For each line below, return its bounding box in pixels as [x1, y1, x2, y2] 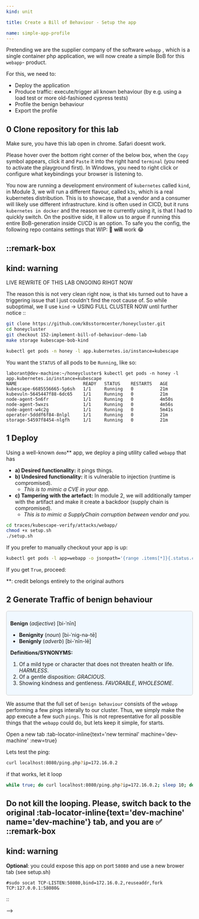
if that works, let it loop [6, 770, 62, 777]
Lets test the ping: [6, 748, 50, 755]
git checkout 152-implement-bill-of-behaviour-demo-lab [6, 332, 147, 338]
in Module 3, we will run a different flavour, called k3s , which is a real [6, 188, 174, 196]
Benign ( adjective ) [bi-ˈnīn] [10, 620, 76, 627]
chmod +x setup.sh [6, 528, 52, 534]
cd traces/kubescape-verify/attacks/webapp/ [6, 522, 118, 528]
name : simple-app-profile [6, 30, 70, 36]
